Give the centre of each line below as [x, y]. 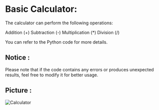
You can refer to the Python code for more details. [56, 42]
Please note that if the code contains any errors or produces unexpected [79, 69]
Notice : [18, 58]
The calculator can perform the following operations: [59, 23]
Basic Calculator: [41, 9]
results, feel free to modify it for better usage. [52, 75]
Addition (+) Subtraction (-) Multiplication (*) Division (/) [62, 32]
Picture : [18, 90]
